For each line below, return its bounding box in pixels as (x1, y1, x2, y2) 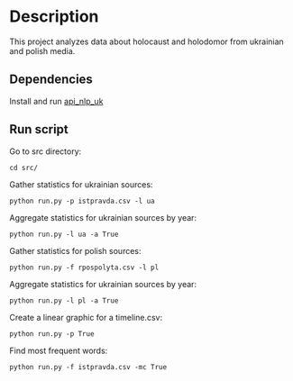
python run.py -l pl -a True (9, 295, 119, 305)
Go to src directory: (9, 146, 82, 157)
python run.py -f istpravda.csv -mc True (9, 362, 168, 371)
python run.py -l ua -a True (9, 230, 119, 239)
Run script (9, 122, 69, 137)
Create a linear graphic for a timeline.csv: (9, 312, 163, 322)
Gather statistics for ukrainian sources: (9, 178, 153, 190)
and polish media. (9, 45, 76, 56)
